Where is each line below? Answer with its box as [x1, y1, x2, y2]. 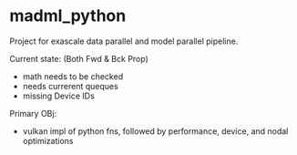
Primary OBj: [9, 108, 57, 119]
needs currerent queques [22, 80, 118, 91]
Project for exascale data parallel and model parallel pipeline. [9, 36, 239, 46]
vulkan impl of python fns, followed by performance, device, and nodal [22, 125, 289, 137]
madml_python [9, 5, 127, 26]
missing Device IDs [22, 90, 96, 101]
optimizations [22, 135, 75, 146]
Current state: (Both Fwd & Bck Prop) [9, 53, 148, 64]
